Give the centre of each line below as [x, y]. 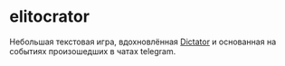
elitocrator [50, 17]
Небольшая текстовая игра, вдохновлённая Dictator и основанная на [143, 42]
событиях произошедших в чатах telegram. [93, 51]
